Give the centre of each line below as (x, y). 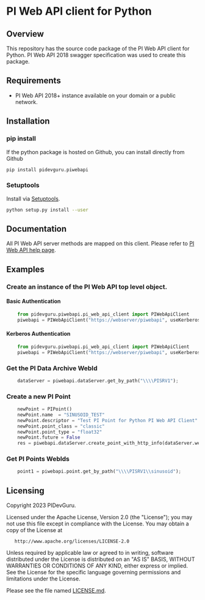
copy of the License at (34, 530)
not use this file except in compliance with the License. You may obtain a (98, 524)
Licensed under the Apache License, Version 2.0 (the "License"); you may (99, 517)
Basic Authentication (34, 302)
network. (26, 102)
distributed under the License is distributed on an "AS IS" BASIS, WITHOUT (101, 559)
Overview (25, 34)
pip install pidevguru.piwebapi (47, 169)
